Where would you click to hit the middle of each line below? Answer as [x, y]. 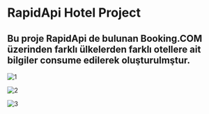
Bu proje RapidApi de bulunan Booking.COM [105, 39]
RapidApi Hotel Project [74, 13]
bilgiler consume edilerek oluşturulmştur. [99, 60]
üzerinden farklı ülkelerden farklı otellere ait [104, 49]
